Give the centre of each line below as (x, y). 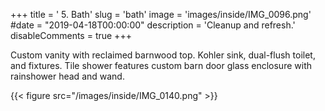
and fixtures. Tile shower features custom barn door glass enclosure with (161, 65)
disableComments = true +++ (71, 35)
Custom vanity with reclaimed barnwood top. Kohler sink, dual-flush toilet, (163, 55)
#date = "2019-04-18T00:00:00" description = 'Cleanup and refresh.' (153, 25)
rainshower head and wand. (67, 76)
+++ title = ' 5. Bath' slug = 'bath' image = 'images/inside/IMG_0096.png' (161, 14)
